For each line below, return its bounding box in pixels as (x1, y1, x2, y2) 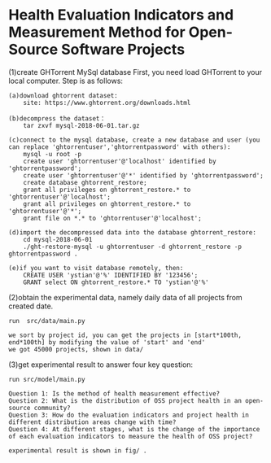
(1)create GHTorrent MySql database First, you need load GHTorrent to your (8, 67, 263, 76)
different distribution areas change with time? (8, 417, 177, 426)
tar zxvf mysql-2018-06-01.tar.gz (23, 121, 140, 129)
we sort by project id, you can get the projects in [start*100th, (8, 331, 243, 339)
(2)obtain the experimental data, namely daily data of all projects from (8, 292, 243, 302)
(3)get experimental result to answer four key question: (8, 360, 194, 369)
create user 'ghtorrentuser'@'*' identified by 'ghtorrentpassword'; (23, 171, 264, 180)
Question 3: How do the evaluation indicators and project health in (8, 411, 250, 419)
